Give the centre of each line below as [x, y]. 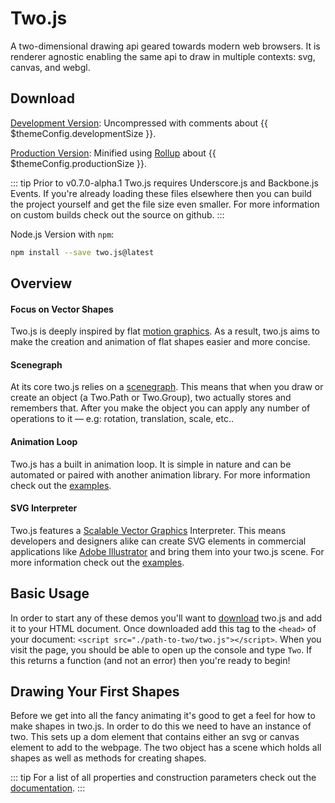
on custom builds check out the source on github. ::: [117, 214]
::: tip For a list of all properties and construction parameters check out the [163, 778]
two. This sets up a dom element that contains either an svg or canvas [155, 737]
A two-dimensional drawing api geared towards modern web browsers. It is [165, 46]
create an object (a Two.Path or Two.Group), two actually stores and [151, 398]
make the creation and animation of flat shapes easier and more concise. [160, 342]
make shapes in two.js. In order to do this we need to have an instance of [161, 726]
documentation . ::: [48, 788]
